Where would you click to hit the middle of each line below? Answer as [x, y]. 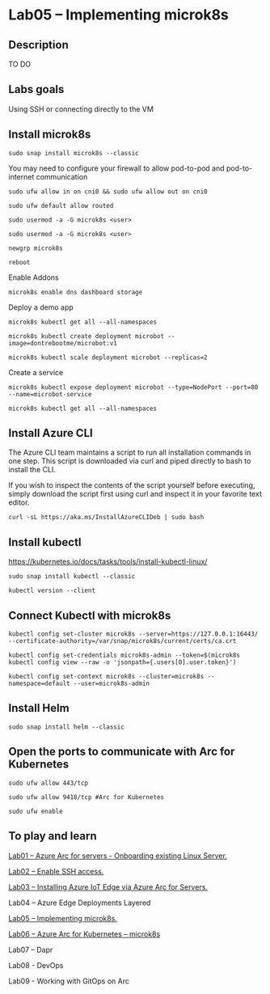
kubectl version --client [52, 591]
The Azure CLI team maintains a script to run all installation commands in [130, 453]
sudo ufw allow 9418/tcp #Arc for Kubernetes [86, 797]
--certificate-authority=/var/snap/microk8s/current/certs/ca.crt [122, 641]
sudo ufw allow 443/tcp [49, 783]
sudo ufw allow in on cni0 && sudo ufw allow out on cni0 [108, 192]
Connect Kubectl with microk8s [90, 615]
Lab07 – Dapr [31, 950]
